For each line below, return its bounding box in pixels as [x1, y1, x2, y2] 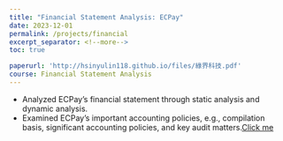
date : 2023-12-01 [9, 21, 73, 30]
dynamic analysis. [21, 103, 88, 114]
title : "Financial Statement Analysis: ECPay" [9, 12, 184, 22]
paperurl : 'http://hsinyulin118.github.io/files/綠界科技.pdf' [9, 62, 241, 70]
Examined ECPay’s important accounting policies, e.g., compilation [21, 112, 265, 123]
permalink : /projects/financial [9, 29, 128, 38]
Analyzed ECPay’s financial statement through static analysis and [21, 93, 260, 104]
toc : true [9, 46, 46, 55]
